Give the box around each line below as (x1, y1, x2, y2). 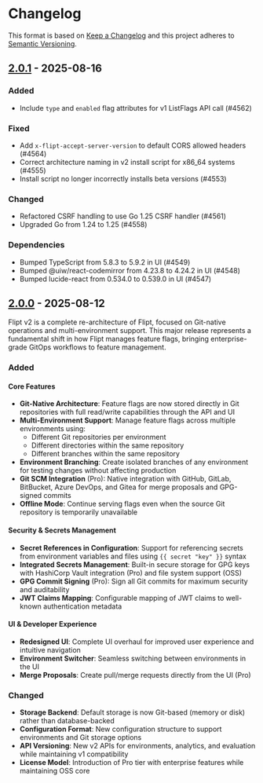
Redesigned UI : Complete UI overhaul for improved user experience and (19, 637, 254, 646)
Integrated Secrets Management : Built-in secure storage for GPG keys (19, 559, 250, 569)
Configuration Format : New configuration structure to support (19, 724, 222, 734)
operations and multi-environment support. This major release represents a (8, 326, 251, 335)
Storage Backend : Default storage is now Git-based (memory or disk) (19, 708, 246, 717)
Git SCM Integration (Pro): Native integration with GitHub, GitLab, (19, 474, 232, 484)
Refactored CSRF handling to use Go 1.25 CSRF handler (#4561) (19, 211, 226, 221)
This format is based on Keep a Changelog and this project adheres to (8, 31, 236, 40)
